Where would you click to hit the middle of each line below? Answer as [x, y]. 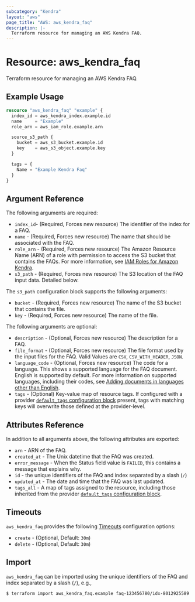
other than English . [37, 388]
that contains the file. [40, 309]
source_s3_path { [32, 137]
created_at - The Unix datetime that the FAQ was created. [84, 456]
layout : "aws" [23, 17]
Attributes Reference [45, 425]
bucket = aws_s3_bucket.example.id [60, 143]
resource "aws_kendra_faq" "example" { [55, 110]
